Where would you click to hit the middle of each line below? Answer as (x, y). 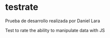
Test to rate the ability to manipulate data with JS (55, 30)
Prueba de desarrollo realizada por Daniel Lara (53, 21)
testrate (22, 7)
